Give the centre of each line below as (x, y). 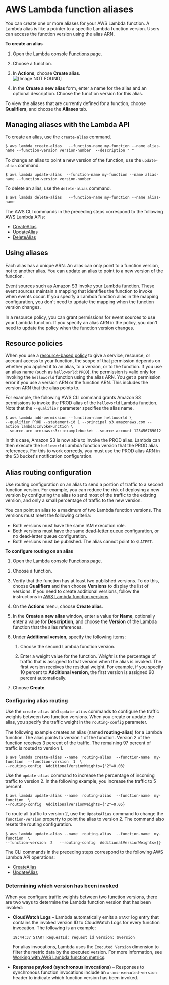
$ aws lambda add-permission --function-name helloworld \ (69, 418)
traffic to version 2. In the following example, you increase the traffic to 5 (81, 781)
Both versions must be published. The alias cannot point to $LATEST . (83, 542)
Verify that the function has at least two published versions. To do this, (86, 581)
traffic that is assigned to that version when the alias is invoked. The (91, 662)
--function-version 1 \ (55, 762)
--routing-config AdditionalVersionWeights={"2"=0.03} (65, 766)
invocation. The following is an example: (54, 928)
